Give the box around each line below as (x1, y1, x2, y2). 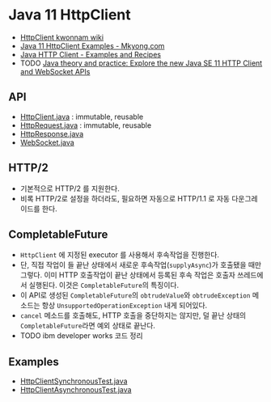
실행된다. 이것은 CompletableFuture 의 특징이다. (28, 281, 180, 290)
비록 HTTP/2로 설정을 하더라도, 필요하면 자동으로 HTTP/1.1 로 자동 (19, 193, 231, 203)
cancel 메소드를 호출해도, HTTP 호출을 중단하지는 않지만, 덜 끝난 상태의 (19, 311, 247, 320)
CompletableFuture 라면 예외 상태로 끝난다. (19, 321, 156, 331)
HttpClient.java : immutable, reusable (19, 112, 144, 121)
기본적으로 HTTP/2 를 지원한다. (19, 184, 120, 193)
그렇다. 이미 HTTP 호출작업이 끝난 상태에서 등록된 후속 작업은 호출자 (19, 270, 236, 280)
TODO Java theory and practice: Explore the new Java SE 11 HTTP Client (19, 58, 263, 68)
